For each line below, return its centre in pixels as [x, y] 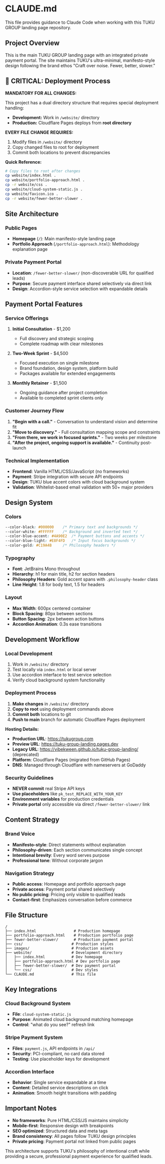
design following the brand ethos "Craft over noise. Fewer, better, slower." [80, 65]
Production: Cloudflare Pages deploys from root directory [72, 123]
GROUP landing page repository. [38, 27]
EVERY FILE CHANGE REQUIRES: [39, 132]
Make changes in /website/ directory [50, 704]
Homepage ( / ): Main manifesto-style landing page [64, 239]
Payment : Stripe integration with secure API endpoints [68, 476]
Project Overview [32, 43]
